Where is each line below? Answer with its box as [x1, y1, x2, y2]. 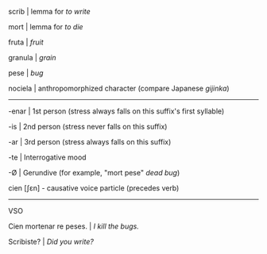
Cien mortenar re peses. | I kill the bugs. [8, 221, 139, 231]
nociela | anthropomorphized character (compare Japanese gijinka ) [8, 83, 230, 93]
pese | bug [8, 68, 44, 78]
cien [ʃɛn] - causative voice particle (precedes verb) [8, 183, 180, 193]
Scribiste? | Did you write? [8, 237, 94, 246]
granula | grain [8, 53, 56, 62]
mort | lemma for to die [8, 22, 83, 31]
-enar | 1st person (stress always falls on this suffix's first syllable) [8, 106, 225, 116]
